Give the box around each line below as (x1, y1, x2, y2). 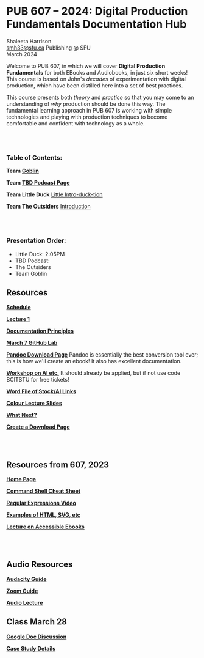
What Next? (6, 412, 37, 419)
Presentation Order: (6, 237, 66, 245)
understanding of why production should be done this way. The (6, 100, 166, 108)
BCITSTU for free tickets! (6, 376, 69, 383)
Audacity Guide (6, 575, 47, 582)
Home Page (6, 476, 37, 483)
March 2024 (6, 50, 38, 57)
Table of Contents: (6, 153, 63, 161)
